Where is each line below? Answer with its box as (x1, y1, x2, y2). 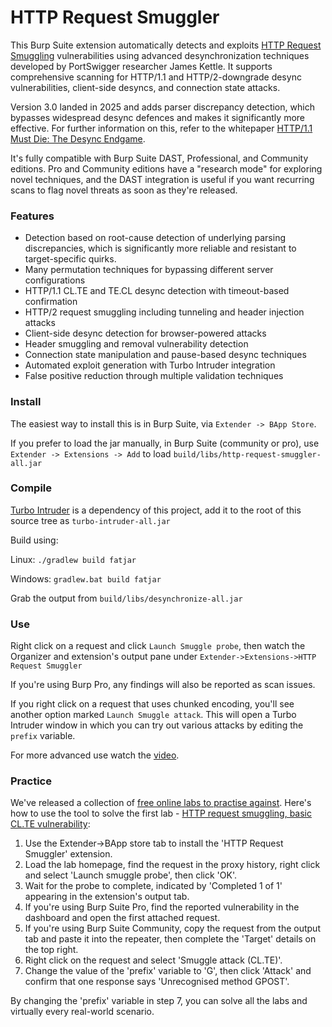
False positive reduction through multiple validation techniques (24, 370, 284, 382)
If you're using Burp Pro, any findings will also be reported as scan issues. (10, 679, 316, 691)
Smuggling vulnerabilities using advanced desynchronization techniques (10, 49, 310, 61)
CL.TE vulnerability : (10, 818, 91, 830)
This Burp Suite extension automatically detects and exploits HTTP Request (10, 39, 322, 51)
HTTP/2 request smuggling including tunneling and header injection (24, 306, 305, 318)
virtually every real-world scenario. (10, 1006, 155, 1018)
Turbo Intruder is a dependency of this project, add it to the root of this (10, 504, 302, 516)
